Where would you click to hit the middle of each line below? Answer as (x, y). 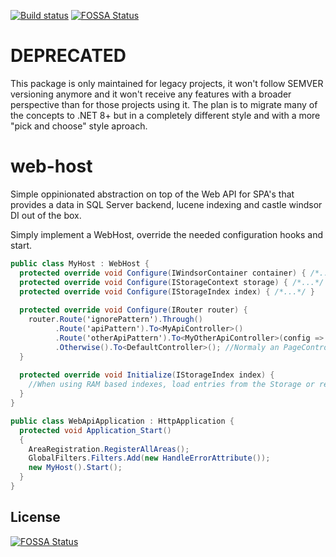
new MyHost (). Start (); (75, 468)
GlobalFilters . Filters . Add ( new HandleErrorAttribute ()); (149, 458)
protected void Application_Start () (95, 430)
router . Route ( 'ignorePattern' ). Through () (115, 320)
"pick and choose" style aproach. (79, 126)
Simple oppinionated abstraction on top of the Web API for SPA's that (152, 194)
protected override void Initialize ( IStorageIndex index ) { (147, 375)
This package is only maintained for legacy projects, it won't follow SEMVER (167, 83)
